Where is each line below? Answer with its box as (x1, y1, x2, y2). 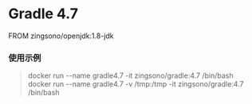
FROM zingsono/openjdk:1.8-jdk (8, 31, 114, 40)
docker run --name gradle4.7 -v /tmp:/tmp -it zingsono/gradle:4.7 (27, 79, 244, 89)
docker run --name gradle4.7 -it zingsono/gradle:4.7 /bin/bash (27, 71, 234, 80)
